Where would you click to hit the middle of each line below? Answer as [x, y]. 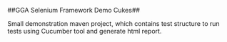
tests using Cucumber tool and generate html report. [85, 31]
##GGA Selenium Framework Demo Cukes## [74, 10]
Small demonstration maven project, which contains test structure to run [113, 23]
